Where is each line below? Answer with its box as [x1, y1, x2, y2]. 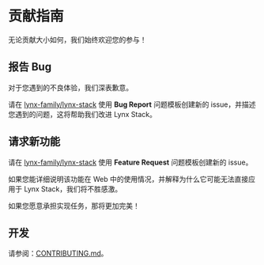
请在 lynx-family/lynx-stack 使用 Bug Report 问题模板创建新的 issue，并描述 [8, 100, 256, 109]
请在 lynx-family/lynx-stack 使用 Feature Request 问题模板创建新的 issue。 [8, 157, 253, 167]
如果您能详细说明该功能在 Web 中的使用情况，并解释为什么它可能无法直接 [8, 174, 249, 184]
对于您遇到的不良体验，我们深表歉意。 [8, 82, 133, 92]
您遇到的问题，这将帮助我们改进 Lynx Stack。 [8, 109, 157, 119]
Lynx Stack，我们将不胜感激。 [23, 184, 123, 194]
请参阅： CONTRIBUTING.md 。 [8, 248, 108, 258]
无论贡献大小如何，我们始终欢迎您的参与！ [8, 35, 147, 44]
